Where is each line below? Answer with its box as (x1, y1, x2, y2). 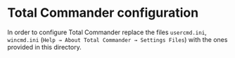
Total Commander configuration (7, 5, 199, 21)
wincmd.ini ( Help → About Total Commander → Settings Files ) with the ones (7, 35, 228, 43)
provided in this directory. (7, 43, 82, 51)
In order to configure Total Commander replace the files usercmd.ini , (7, 28, 208, 36)
